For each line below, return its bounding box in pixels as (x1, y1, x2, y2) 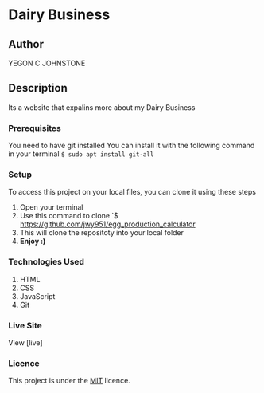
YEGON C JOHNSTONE (8, 58, 86, 68)
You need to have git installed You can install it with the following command (8, 141, 255, 151)
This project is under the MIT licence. (8, 376, 131, 386)
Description (8, 81, 68, 95)
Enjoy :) (19, 237, 46, 246)
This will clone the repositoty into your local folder (19, 228, 184, 238)
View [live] (8, 338, 43, 348)
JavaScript (19, 291, 56, 301)
